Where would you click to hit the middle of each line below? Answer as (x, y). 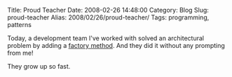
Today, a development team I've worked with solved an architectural (106, 38)
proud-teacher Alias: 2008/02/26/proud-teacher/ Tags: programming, (108, 17)
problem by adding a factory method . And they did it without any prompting (116, 45)
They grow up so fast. (39, 66)
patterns (19, 25)
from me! (20, 53)
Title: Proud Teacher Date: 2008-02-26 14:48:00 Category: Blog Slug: (108, 10)
